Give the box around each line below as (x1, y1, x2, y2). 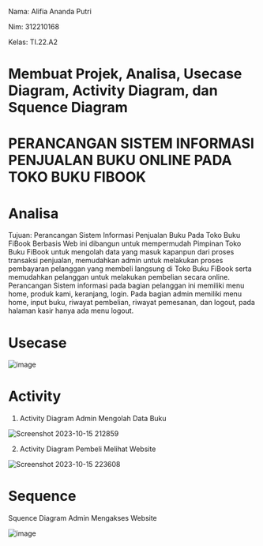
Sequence (8, 488, 77, 505)
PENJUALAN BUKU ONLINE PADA (8, 152, 232, 169)
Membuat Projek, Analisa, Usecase (8, 65, 242, 83)
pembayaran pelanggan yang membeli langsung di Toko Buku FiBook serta (8, 264, 253, 273)
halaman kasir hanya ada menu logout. (8, 306, 134, 315)
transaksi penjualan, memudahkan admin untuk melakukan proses (8, 256, 224, 265)
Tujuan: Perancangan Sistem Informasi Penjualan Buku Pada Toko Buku (8, 231, 241, 240)
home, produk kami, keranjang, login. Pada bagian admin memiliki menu (8, 289, 242, 299)
